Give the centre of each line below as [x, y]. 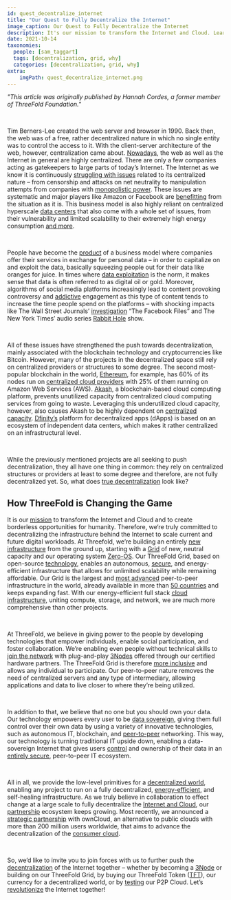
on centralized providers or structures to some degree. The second [102, 367]
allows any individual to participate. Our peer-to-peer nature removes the [111, 671]
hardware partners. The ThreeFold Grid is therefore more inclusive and [107, 663]
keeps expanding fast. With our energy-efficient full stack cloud [97, 593]
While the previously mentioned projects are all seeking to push [97, 460]
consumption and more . [41, 226]
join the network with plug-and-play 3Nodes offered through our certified [111, 656]
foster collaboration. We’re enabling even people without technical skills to [112, 649]
